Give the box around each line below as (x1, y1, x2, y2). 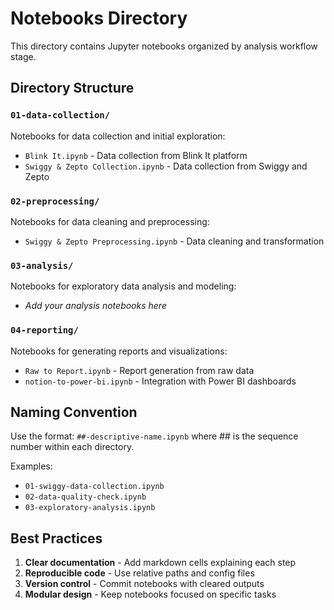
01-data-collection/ (10, 110, 111, 121)
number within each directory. (10, 441, 135, 453)
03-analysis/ (10, 260, 74, 271)
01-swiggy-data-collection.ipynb (24, 482, 165, 492)
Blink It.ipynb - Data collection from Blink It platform (24, 149, 248, 161)
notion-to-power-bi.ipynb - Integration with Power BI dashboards (24, 375, 297, 387)
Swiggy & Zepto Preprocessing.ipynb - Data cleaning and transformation (24, 235, 325, 247)
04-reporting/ (10, 325, 79, 336)
